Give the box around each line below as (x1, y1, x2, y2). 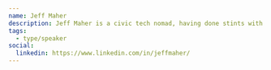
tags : (8, 27, 27, 35)
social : (8, 42, 35, 50)
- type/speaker (15, 34, 67, 43)
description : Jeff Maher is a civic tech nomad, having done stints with (8, 19, 264, 27)
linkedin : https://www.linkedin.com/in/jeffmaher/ (15, 49, 191, 57)
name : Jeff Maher (8, 11, 67, 20)
